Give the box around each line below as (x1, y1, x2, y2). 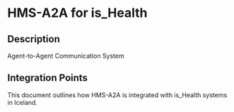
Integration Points (7, 72, 88, 84)
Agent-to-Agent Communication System (7, 51, 125, 60)
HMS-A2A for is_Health (7, 5, 148, 21)
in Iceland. (7, 98, 37, 106)
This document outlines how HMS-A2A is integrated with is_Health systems (7, 90, 228, 99)
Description (7, 33, 60, 45)
